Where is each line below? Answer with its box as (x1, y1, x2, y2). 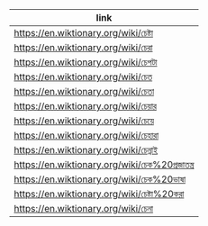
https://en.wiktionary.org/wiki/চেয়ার (14, 100, 158, 112)
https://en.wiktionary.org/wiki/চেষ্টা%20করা (14, 188, 185, 200)
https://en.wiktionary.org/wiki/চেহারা (14, 130, 159, 141)
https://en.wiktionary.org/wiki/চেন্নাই (14, 144, 158, 156)
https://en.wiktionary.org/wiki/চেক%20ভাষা (14, 173, 186, 185)
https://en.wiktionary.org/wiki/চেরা (14, 41, 153, 53)
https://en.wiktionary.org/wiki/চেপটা (14, 56, 158, 68)
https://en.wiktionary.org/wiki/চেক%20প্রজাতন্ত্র (14, 158, 195, 170)
